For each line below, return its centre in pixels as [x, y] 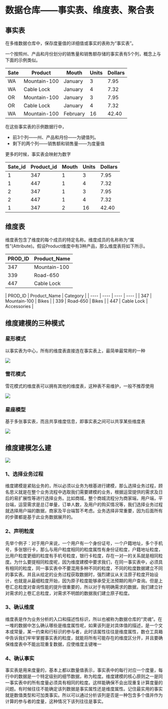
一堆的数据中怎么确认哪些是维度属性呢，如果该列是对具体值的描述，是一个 [82, 625]
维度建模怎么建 [28, 448]
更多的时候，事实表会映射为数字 [38, 154]
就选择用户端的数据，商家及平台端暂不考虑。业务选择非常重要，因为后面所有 [84, 511]
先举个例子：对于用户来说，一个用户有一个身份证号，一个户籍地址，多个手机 [84, 543]
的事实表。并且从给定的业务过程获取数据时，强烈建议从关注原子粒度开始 [79, 574]
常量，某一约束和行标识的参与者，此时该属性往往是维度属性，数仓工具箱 [88, 631]
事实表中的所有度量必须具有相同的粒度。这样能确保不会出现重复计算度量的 [86, 682]
